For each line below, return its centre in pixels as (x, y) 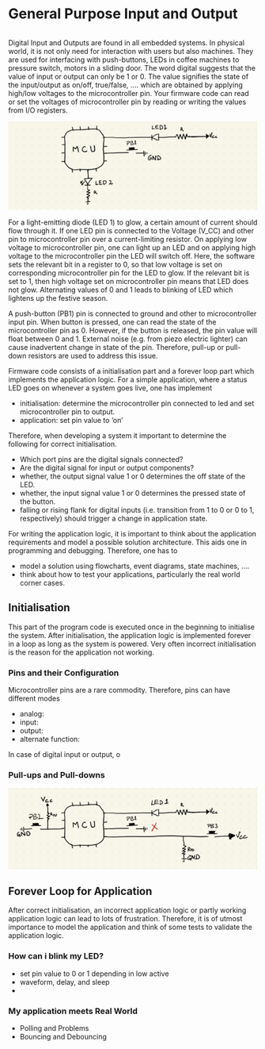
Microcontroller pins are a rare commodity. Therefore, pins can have (119, 690)
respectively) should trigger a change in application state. (114, 518)
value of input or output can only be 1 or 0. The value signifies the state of (129, 76)
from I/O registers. (38, 110)
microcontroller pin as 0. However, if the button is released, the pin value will (133, 330)
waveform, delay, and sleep (64, 982)
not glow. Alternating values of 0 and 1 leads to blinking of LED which (121, 290)
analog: (32, 714)
